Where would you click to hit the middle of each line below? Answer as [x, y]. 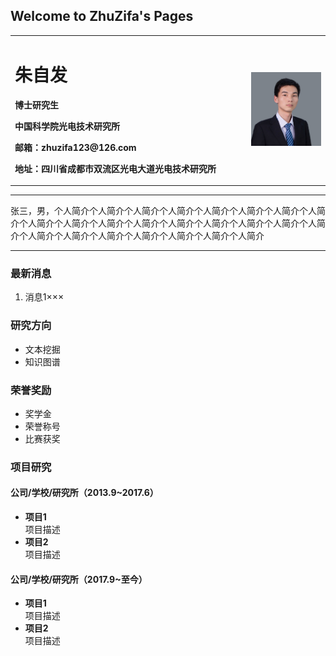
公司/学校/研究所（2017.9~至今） [79, 579]
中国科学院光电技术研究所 [67, 126]
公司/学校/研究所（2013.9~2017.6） [84, 493]
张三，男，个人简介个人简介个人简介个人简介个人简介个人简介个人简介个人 [163, 210]
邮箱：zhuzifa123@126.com [75, 147]
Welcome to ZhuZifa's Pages [102, 16]
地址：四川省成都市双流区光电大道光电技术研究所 [115, 168]
